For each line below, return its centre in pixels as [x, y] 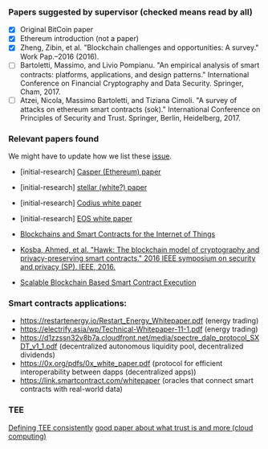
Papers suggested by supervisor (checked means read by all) [130, 12]
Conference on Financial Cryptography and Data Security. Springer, [132, 83]
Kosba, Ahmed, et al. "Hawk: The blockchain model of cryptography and [140, 249]
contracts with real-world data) [71, 389]
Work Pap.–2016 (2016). [59, 57]
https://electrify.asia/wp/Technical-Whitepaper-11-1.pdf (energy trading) [139, 329]
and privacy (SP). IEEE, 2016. [68, 266]
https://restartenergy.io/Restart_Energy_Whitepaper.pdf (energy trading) [139, 321]
